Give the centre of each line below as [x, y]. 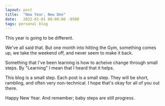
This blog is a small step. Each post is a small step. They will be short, [77, 77]
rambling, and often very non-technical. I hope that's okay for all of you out [82, 83]
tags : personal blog [27, 24]
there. [11, 88]
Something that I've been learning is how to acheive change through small [81, 62]
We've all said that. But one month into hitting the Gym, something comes [81, 47]
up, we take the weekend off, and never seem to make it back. [69, 53]
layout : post [19, 10]
